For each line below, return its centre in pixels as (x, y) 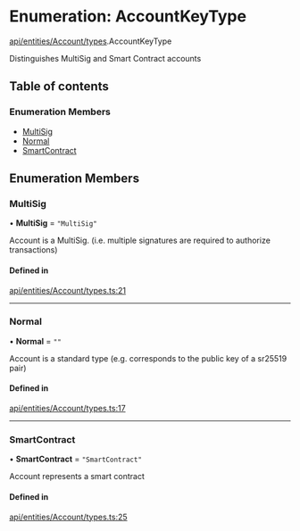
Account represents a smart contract (77, 477)
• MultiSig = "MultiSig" (54, 223)
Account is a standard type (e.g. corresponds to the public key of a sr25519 (148, 358)
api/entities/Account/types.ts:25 (68, 517)
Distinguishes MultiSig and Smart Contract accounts (105, 58)
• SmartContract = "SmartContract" (76, 459)
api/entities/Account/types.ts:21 (68, 290)
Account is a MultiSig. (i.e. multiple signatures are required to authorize (140, 241)
